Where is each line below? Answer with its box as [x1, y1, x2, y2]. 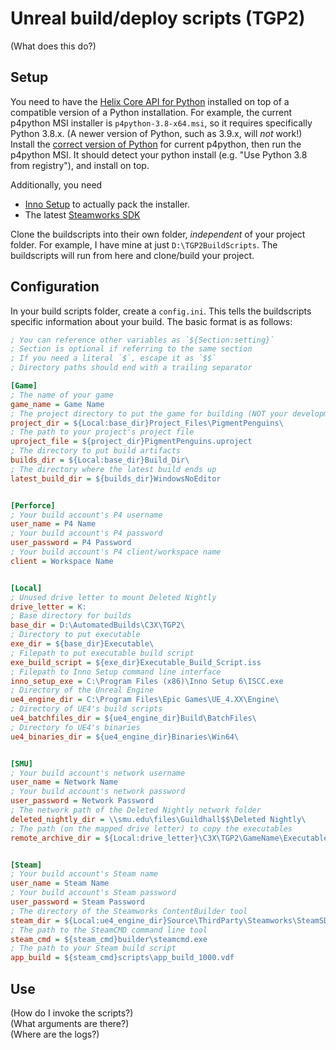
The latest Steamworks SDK [24, 208, 141, 221]
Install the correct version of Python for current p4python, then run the [10, 138, 302, 150]
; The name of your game [10, 390, 114, 400]
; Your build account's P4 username [10, 510, 163, 520]
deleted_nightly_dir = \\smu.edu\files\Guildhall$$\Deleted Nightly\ [10, 814, 307, 824]
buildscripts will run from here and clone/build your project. [10, 249, 255, 261]
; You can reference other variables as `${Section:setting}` [10, 335, 275, 345]
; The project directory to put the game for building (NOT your [10, 408, 288, 419]
